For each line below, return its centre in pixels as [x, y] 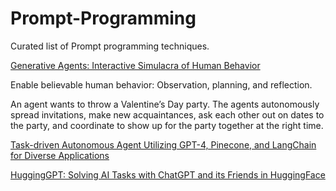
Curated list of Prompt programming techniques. [110, 46]
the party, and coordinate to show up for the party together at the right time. [167, 125]
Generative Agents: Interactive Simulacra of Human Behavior [135, 65]
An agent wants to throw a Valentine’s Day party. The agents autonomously [165, 104]
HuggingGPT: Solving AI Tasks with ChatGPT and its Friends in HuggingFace [168, 174]
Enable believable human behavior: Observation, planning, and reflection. [161, 84]
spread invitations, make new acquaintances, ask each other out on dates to [167, 114]
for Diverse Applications [60, 155]
